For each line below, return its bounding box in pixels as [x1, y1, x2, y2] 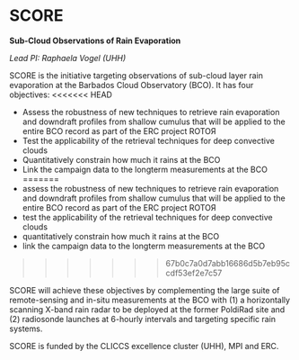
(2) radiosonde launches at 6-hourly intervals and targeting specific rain [9, 313, 277, 324]
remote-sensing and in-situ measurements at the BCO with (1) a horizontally [9, 294, 290, 305]
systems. [9, 323, 43, 334]
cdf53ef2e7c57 [165, 267, 223, 278]
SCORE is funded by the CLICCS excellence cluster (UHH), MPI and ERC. [9, 340, 279, 351]
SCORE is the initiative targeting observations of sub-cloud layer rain [9, 69, 263, 81]
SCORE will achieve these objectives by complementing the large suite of [9, 284, 280, 295]
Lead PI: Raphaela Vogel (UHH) [9, 52, 127, 63]
